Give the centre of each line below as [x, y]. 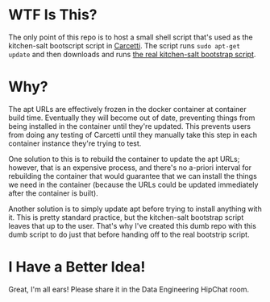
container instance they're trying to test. [75, 143]
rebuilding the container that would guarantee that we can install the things [133, 176]
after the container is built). [53, 193]
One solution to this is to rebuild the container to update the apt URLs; [124, 159]
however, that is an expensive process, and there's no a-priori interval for [130, 168]
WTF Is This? [53, 15]
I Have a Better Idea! [77, 267]
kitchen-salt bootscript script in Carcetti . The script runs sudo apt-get [124, 45]
